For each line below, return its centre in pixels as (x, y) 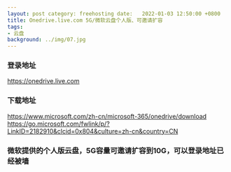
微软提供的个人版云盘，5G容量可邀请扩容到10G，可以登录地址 (112, 150)
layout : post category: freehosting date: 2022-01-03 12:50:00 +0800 (114, 14)
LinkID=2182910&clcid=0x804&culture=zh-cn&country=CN (93, 131)
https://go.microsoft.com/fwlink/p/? (58, 124)
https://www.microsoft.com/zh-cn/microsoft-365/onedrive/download (107, 116)
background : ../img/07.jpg (47, 40)
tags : (15, 27)
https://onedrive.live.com (43, 81)
